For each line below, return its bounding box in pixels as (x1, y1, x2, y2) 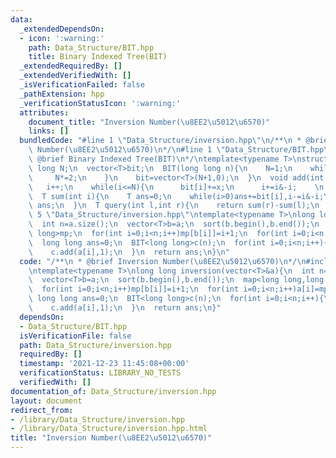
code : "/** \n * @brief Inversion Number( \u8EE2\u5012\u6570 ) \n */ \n (19, 256, 307, 266)
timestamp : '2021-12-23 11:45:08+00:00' (19, 359, 190, 369)
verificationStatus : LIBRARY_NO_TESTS (19, 368, 182, 378)
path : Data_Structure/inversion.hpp (19, 340, 172, 350)
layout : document (10, 396, 83, 406)
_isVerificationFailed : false (19, 80, 145, 90)
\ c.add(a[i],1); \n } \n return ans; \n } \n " (28, 247, 230, 257)
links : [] (28, 126, 70, 136)
